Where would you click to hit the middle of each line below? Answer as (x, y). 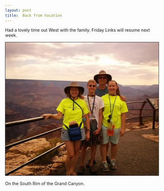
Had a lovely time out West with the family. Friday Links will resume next (78, 30)
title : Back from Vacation (34, 15)
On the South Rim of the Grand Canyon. (45, 184)
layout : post (18, 10)
